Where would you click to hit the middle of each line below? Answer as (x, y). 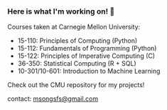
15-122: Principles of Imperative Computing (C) (86, 56)
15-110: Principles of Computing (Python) (77, 41)
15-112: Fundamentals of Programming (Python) (87, 49)
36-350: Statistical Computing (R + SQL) (77, 64)
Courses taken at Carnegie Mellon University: (74, 27)
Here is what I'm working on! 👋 (61, 11)
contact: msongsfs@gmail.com (53, 99)
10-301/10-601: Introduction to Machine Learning (89, 71)
